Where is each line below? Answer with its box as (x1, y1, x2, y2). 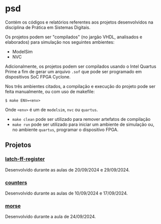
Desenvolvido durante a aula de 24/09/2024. (5, 214, 96, 220)
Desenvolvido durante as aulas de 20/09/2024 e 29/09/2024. (5, 167, 130, 172)
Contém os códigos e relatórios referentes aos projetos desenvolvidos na (5, 19, 154, 25)
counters (5, 179, 27, 186)
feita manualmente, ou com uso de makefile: (5, 88, 95, 94)
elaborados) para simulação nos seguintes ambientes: (5, 39, 115, 45)
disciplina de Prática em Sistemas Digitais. (5, 24, 91, 30)
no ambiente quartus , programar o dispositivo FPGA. (12, 126, 119, 133)
